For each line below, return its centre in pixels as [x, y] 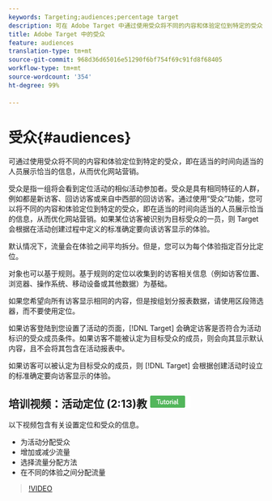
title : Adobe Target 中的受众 [57, 34]
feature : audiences [41, 43]
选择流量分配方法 [49, 462]
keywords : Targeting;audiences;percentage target [94, 17]
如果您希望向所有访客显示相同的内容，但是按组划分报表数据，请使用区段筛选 [136, 301]
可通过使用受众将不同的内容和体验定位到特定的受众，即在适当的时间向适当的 [136, 161]
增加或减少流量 [45, 452]
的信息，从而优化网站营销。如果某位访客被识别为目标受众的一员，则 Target [134, 219]
